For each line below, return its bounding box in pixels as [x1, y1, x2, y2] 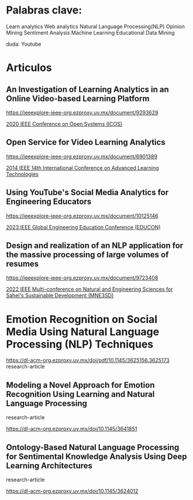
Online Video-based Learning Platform [6, 93, 150, 103]
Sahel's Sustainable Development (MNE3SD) [6, 292, 114, 299]
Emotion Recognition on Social [6, 312, 158, 326]
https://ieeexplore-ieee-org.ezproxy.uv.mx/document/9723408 [6, 274, 158, 281]
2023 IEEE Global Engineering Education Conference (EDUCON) [6, 223, 161, 230]
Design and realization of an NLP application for [6, 240, 184, 250]
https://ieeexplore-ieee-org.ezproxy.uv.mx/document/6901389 [6, 153, 158, 160]
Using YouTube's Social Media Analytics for [6, 188, 168, 198]
